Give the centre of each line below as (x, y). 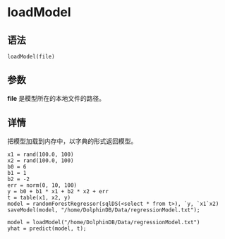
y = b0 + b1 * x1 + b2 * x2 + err (58, 191)
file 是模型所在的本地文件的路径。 (56, 98)
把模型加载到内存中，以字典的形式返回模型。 (72, 141)
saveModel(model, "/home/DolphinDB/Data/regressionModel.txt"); (104, 210)
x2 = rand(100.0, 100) (41, 160)
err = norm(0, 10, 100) (42, 185)
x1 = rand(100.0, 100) (41, 154)
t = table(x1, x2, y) (39, 197)
